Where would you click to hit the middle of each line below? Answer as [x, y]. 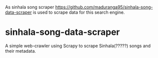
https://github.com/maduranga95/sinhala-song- [104, 7]
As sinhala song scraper [30, 7]
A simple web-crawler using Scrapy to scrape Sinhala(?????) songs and [78, 46]
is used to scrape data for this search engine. [79, 12]
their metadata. [20, 51]
